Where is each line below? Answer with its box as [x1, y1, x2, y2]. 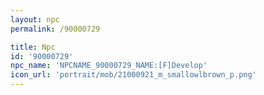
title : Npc [10, 42, 56, 52]
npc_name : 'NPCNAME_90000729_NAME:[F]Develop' [10, 61, 208, 71]
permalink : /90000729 [10, 24, 101, 34]
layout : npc [10, 14, 60, 25]
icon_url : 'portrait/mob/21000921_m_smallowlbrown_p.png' [10, 70, 257, 80]
